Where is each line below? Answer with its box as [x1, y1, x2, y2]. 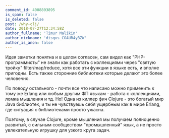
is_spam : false [5, 12, 37, 17]
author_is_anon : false [5, 40, 53, 45]
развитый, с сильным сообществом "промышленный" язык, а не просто [5, 121, 162, 127]
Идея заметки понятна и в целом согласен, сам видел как [5, 54, 132, 60]
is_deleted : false [5, 17, 44, 22]
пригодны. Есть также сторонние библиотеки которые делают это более [5, 70, 163, 76]
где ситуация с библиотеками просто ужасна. [5, 106, 105, 112]
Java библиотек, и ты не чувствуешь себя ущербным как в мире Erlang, [5, 101, 161, 107]
